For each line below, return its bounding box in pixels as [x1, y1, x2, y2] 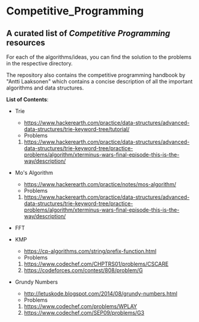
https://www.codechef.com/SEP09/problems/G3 [23, 309, 144, 316]
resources [6, 37, 45, 47]
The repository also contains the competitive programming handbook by [6, 71, 186, 79]
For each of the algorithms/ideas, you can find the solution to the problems [6, 53, 192, 61]
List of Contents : [6, 96, 49, 103]
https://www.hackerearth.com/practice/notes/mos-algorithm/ [23, 181, 176, 187]
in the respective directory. [6, 60, 73, 67]
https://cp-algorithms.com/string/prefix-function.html [23, 248, 157, 255]
